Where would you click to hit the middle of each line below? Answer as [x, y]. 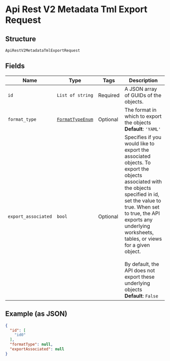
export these [140, 277]
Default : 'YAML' [143, 129]
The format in [141, 110]
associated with [143, 181]
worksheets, [139, 232]
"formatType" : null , [31, 344]
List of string [75, 95]
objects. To [138, 162]
